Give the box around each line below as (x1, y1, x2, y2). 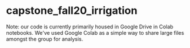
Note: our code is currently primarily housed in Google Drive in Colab (6, 23, 174, 30)
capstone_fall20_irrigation (6, 4, 138, 17)
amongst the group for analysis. (6, 35, 84, 42)
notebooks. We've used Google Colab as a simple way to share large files (6, 29, 184, 36)
